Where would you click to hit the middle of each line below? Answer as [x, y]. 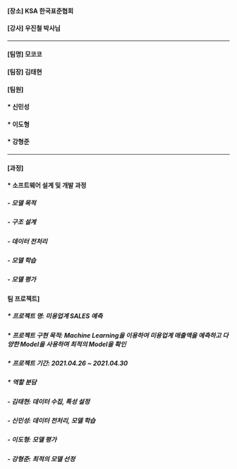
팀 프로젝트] [24, 298]
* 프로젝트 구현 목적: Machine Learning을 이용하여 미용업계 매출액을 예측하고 [114, 335]
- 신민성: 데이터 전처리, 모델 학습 [51, 421]
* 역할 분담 [22, 382]
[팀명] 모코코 [25, 54]
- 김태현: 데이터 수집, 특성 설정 [49, 401]
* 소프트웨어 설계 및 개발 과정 [47, 185]
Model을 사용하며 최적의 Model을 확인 [73, 344]
